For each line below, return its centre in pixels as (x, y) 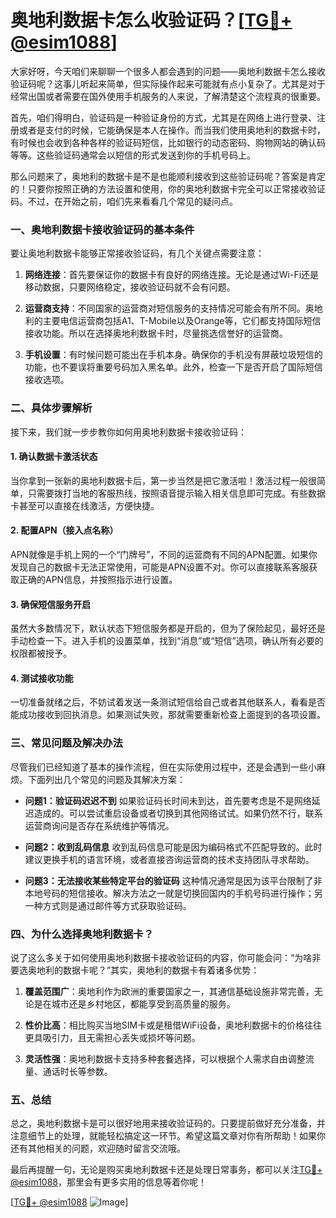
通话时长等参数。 (77, 1071)
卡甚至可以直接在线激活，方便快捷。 (85, 505)
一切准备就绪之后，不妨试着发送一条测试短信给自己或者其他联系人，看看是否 (168, 702)
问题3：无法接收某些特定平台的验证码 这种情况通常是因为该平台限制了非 (173, 880)
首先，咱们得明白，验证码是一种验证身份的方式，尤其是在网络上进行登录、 (163, 117)
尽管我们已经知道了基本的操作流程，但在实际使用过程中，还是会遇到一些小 (163, 767)
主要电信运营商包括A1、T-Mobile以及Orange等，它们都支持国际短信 (182, 321)
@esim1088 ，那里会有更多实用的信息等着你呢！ (109, 1182)
